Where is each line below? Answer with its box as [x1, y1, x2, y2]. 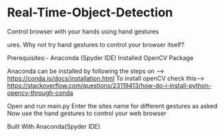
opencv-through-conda [7, 89, 73, 97]
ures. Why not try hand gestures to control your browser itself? [7, 40, 185, 48]
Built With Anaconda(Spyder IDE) [7, 122, 101, 130]
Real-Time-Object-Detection [7, 5, 173, 20]
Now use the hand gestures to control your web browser [7, 109, 166, 117]
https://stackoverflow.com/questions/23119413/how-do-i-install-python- [7, 81, 212, 89]
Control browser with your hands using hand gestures [7, 27, 159, 35]
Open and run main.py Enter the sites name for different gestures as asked [7, 102, 218, 110]
